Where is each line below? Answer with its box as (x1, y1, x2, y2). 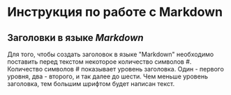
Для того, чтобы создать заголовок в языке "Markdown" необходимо (7, 50, 214, 58)
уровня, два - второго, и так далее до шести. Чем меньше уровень (7, 72, 208, 80)
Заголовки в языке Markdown (7, 32, 144, 44)
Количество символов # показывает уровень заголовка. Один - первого (7, 65, 225, 73)
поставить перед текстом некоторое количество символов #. (7, 58, 192, 66)
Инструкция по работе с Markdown (7, 4, 223, 20)
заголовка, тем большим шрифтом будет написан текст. (7, 80, 175, 87)
